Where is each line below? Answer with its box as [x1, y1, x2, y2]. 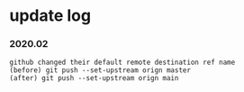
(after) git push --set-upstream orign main [9, 74, 179, 83]
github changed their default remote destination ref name [9, 58, 236, 68]
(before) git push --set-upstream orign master [9, 66, 192, 75]
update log [9, 5, 92, 26]
